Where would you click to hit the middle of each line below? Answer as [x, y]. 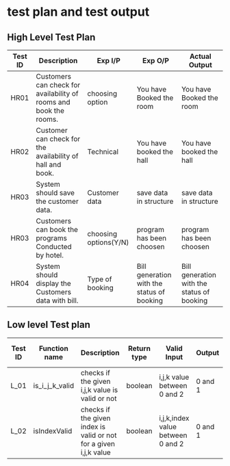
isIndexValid [53, 430]
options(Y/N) [108, 242]
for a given [98, 443]
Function [53, 348]
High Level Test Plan [51, 37]
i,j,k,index [174, 418]
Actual [200, 56]
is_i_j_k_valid [53, 385]
